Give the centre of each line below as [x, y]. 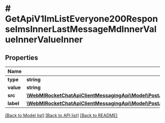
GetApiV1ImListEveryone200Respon [82, 19]
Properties [22, 57]
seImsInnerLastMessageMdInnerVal [81, 29]
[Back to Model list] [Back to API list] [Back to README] [61, 115]
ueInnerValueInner [44, 40]
